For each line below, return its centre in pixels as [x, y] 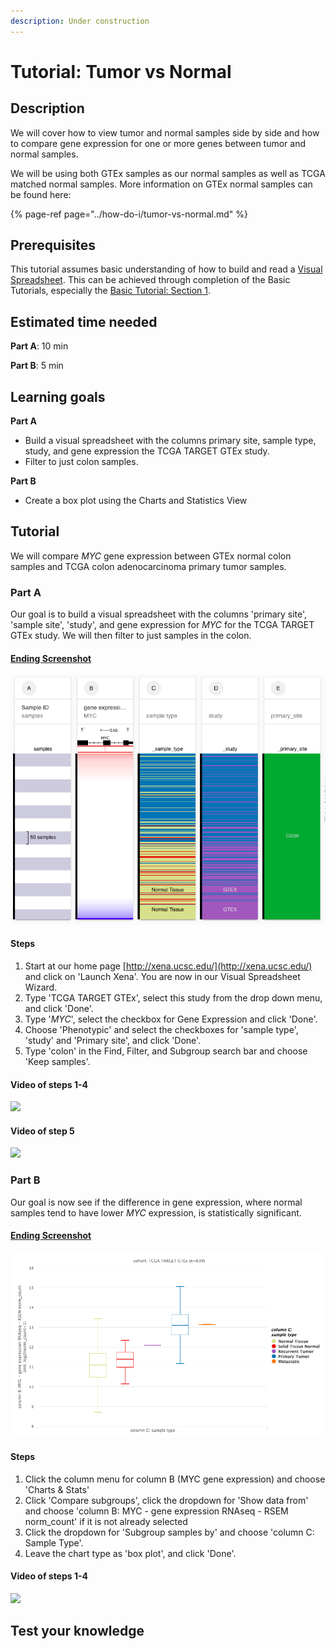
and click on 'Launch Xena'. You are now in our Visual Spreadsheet [162, 976]
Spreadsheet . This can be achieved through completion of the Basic [150, 280]
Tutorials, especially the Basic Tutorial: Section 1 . [111, 291]
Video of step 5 [42, 1131]
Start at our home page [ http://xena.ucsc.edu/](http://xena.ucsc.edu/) [168, 966]
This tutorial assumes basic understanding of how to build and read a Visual [166, 269]
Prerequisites [53, 245]
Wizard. [41, 987]
